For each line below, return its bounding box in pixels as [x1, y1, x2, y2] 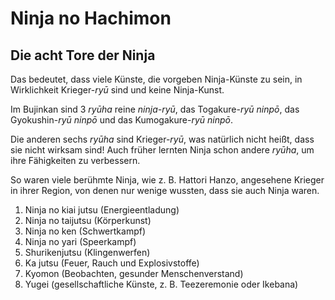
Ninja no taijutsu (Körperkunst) [24, 215, 152, 226]
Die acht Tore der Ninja [10, 47, 156, 64]
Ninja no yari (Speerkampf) [24, 236, 137, 247]
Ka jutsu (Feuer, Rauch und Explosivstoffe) [24, 257, 200, 269]
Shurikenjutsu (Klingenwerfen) [24, 247, 151, 258]
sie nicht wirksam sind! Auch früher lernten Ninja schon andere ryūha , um [10, 144, 315, 156]
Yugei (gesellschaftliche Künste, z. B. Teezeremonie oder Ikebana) [24, 278, 299, 290]
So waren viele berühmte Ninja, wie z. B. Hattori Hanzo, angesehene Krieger [10, 174, 325, 186]
